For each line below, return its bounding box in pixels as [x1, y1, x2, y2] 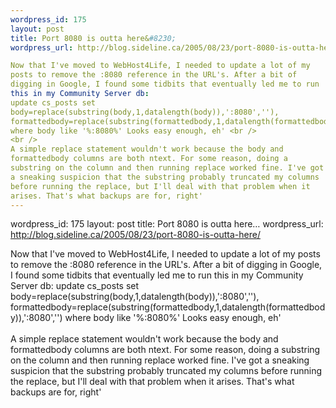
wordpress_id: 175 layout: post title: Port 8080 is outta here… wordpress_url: [10, 218, 324, 230]
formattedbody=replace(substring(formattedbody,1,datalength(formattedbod [10, 301, 326, 313]
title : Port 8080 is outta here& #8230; [10, 33, 177, 43]
